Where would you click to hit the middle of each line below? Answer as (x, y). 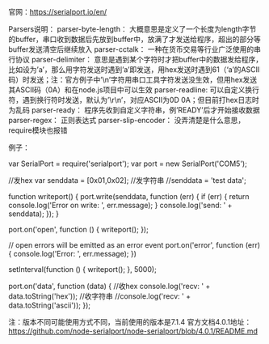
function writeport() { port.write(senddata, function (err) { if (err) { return (129, 196)
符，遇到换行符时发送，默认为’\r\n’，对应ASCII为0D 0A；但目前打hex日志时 (134, 100)
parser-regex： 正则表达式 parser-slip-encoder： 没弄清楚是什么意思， (127, 120)
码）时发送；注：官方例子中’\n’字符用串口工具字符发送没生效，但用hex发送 (133, 80)
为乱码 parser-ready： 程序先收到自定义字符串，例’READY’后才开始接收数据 (134, 110)
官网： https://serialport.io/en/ (58, 12)
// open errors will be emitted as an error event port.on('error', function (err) (134, 245)
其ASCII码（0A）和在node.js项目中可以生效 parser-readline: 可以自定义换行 (134, 90)
